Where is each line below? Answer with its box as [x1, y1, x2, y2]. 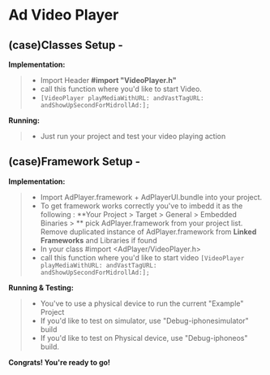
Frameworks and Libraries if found [40, 235, 157, 245]
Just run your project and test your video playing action [40, 132, 226, 141]
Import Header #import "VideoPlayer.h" [40, 76, 177, 85]
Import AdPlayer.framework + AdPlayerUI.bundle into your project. [40, 192, 263, 202]
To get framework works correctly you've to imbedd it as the [40, 201, 243, 211]
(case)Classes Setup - [8, 38, 123, 52]
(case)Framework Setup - [8, 155, 140, 168]
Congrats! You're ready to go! [8, 357, 111, 367]
